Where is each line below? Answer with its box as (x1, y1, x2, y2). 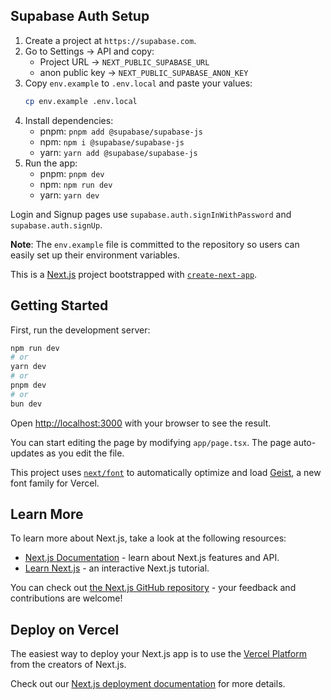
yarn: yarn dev (39, 189, 100, 201)
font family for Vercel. (10, 477, 100, 489)
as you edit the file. (46, 447, 125, 459)
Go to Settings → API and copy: (24, 45, 155, 57)
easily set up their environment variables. (10, 249, 180, 261)
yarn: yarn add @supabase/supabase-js (39, 146, 198, 158)
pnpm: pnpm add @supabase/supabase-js (39, 125, 204, 137)
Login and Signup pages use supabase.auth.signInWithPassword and (10, 208, 292, 220)
